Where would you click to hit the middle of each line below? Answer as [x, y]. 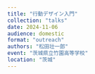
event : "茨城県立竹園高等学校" [48, 54]
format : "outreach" [36, 40]
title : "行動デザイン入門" [43, 14]
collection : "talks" [38, 20]
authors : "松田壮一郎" [38, 47]
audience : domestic [36, 33]
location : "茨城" [32, 60]
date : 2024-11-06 [33, 27]
